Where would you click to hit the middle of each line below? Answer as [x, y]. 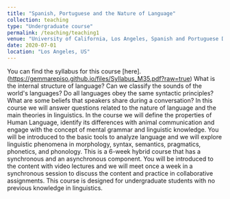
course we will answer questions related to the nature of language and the [112, 108]
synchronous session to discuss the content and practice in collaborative [110, 173]
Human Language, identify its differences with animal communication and [111, 122]
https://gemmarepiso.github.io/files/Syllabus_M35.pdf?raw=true [100, 78]
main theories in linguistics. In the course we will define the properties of [110, 115]
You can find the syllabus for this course [64, 71]
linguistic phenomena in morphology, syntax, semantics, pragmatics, [104, 144]
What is [205, 78]
